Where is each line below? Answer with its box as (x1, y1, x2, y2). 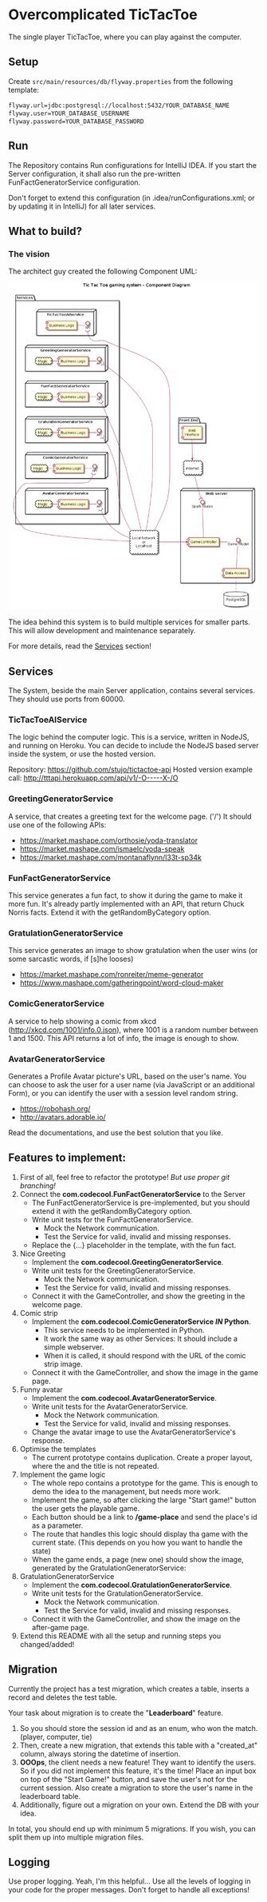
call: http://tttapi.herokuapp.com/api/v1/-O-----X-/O (8, 773, 179, 783)
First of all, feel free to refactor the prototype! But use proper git (19, 1172, 230, 1182)
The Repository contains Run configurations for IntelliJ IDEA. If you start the (8, 160, 257, 169)
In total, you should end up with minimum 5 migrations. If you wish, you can (8, 1824, 257, 1833)
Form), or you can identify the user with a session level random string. (8, 1088, 238, 1098)
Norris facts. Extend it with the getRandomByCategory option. (8, 907, 211, 917)
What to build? (8, 224, 82, 237)
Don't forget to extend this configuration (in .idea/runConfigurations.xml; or (8, 193, 255, 202)
